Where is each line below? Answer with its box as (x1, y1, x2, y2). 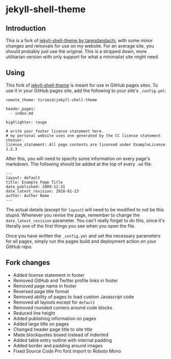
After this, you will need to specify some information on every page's (6, 155, 151, 161)
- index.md (10, 111, 34, 116)
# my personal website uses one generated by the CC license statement (6, 133, 161, 138)
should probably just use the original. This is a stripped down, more (6, 49, 147, 54)
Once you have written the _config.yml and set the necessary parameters (6, 232, 161, 238)
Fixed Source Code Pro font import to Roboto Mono (13, 348, 121, 354)
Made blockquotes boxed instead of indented (13, 331, 109, 338)
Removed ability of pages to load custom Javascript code (13, 294, 134, 300)
